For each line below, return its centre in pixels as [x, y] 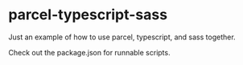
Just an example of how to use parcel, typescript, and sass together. [122, 37]
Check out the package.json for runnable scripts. [89, 52]
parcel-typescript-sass [88, 15]
